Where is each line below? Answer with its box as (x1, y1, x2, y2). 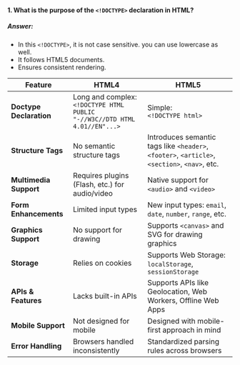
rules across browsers (147, 345, 222, 355)
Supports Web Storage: (147, 250, 226, 260)
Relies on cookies (72, 258, 132, 268)
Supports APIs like (147, 277, 209, 287)
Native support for (147, 175, 209, 185)
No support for (72, 225, 123, 235)
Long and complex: (72, 91, 137, 101)
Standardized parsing (147, 336, 220, 346)
